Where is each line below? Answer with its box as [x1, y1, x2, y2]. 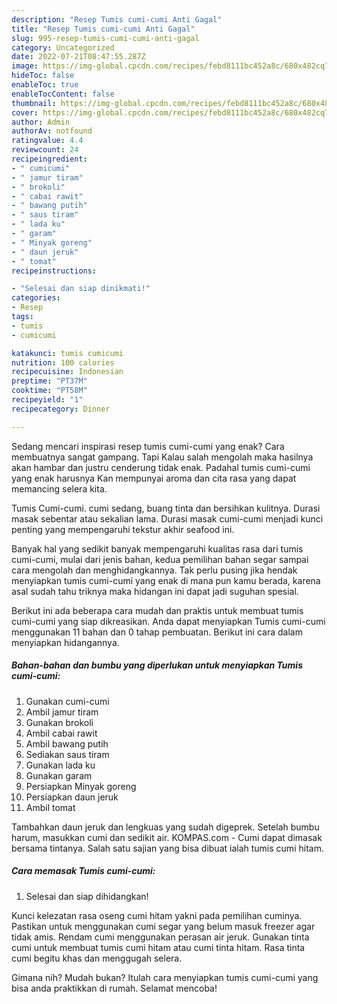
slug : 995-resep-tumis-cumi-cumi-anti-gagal [11, 33, 200, 43]
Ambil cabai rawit [25, 727, 98, 739]
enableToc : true [11, 80, 79, 90]
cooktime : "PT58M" [11, 386, 88, 396]
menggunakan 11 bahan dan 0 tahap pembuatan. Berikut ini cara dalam [11, 626, 303, 638]
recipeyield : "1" [11, 395, 84, 405]
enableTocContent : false [11, 89, 115, 99]
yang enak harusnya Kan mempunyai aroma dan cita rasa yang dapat [11, 472, 297, 484]
